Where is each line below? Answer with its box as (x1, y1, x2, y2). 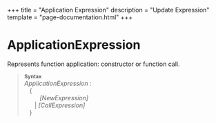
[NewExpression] (39, 93, 88, 102)
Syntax (23, 73, 42, 80)
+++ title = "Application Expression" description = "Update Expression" (7, 6, 210, 14)
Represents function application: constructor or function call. (7, 60, 180, 68)
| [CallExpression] (34, 101, 86, 109)
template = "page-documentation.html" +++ (7, 13, 133, 21)
